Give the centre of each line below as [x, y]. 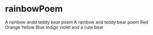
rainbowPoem [34, 9]
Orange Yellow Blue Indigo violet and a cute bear [54, 27]
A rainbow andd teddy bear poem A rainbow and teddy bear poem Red [77, 22]
